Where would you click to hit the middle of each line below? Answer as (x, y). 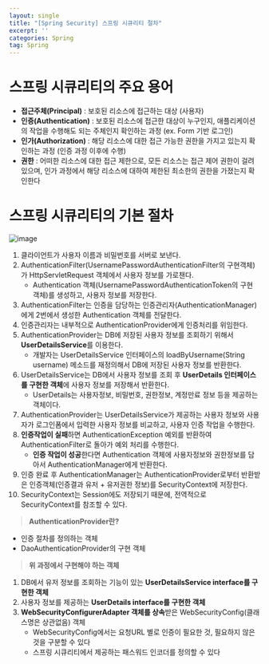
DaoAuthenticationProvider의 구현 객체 (83, 548)
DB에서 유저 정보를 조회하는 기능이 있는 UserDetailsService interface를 (135, 582)
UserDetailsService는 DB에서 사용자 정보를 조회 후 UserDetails (121, 375)
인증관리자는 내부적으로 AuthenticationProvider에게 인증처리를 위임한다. (134, 325)
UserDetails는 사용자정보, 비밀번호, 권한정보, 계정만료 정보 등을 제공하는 (145, 395)
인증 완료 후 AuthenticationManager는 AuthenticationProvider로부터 (130, 474)
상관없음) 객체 (64, 622)
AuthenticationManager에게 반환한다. (108, 464)
